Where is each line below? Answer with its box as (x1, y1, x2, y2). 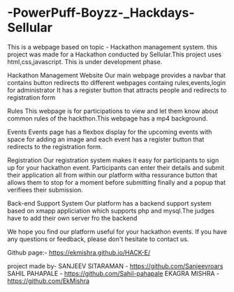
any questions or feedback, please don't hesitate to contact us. (7, 235, 189, 243)
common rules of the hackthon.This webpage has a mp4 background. (7, 114, 208, 123)
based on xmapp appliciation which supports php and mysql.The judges (7, 206, 215, 215)
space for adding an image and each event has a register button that (7, 135, 205, 144)
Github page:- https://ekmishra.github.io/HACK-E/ (7, 248, 151, 256)
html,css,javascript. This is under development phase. (7, 57, 163, 66)
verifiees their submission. (7, 185, 84, 194)
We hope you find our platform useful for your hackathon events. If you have (7, 227, 227, 236)
